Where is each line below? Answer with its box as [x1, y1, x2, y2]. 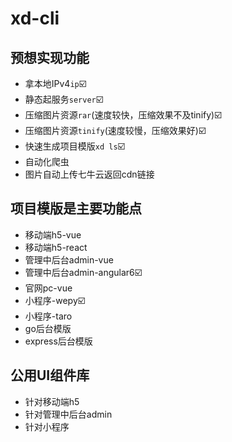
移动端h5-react [24, 241, 88, 253]
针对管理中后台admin [24, 408, 113, 420]
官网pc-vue [24, 282, 73, 294]
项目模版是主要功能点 [10, 200, 142, 217]
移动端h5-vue [24, 228, 82, 241]
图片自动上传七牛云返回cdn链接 [24, 168, 155, 180]
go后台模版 [24, 322, 72, 334]
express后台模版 [24, 335, 93, 347]
